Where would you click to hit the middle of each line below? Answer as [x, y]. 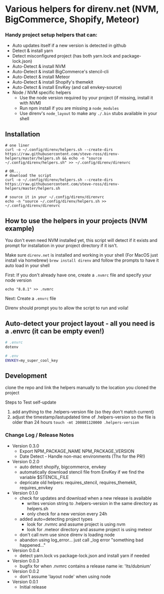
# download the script [28, 176]
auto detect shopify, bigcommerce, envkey [63, 467]
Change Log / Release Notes [40, 435]
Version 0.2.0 [26, 461]
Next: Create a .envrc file [31, 298]
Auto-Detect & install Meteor [41, 77]
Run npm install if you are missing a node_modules [69, 108]
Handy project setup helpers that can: [51, 35]
